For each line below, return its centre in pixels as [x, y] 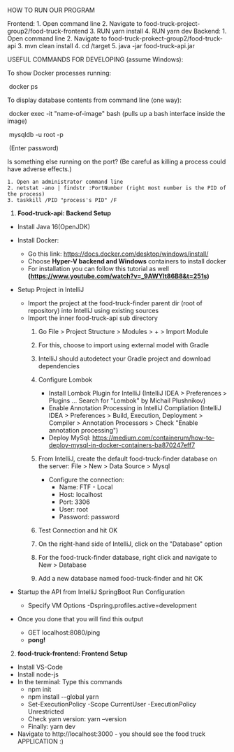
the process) [26, 194]
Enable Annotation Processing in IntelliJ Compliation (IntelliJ [135, 408]
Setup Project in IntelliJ [51, 290]
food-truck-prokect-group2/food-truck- [166, 38]
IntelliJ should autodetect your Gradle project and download [124, 359]
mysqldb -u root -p [36, 135]
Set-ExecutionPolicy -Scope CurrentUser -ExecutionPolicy [112, 704]
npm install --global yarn [63, 697]
